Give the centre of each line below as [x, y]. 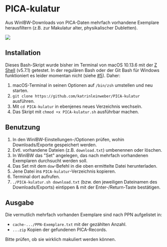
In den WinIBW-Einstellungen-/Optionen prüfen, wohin [68, 139]
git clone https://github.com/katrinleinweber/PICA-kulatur [76, 96]
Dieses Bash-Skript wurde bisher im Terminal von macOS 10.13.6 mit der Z [81, 65]
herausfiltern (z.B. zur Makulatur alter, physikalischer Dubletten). [72, 27]
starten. [20, 90]
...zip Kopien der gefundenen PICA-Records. [60, 230]
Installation [23, 53]
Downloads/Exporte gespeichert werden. [55, 145]
